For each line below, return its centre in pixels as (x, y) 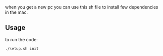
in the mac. (17, 12)
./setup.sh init (22, 49)
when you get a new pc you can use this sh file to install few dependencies (82, 7)
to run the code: (22, 39)
